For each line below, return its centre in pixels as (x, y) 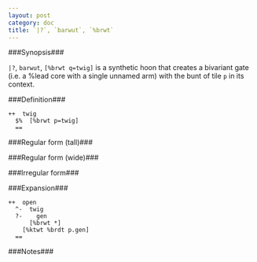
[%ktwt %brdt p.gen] (56, 230)
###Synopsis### (36, 53)
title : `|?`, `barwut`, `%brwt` (61, 30)
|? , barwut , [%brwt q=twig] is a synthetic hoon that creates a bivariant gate (128, 68)
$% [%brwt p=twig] (47, 121)
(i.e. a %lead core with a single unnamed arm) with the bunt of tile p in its (126, 76)
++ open (22, 203)
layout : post (29, 15)
